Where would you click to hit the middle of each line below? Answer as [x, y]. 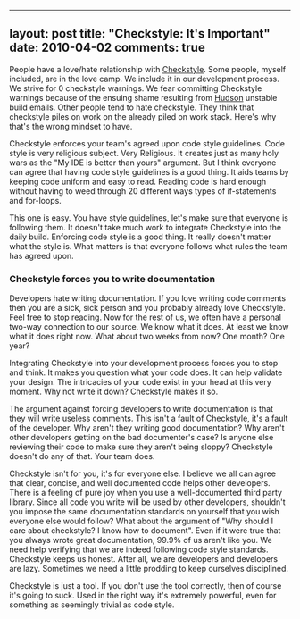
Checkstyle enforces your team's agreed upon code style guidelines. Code [147, 143]
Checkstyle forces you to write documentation [112, 279]
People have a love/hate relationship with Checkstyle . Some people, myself [148, 69]
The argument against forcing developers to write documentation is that [142, 409]
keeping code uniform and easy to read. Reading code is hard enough [137, 181]
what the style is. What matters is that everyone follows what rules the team [149, 246]
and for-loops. [36, 200]
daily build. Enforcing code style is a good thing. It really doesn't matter [140, 237]
